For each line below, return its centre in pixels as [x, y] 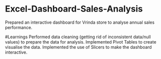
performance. [19, 27]
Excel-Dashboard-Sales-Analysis [74, 9]
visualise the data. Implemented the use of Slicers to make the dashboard [78, 47]
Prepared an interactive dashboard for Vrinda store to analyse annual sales [80, 22]
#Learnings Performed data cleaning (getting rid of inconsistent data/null [78, 37]
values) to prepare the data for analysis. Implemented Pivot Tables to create [81, 42]
